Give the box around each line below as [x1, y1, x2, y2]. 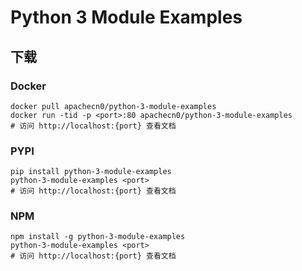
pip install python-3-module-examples [10, 167, 172, 177]
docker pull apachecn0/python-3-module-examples [10, 101, 217, 111]
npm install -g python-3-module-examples [10, 232, 186, 242]
